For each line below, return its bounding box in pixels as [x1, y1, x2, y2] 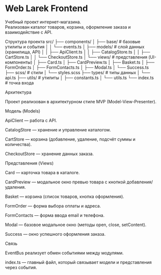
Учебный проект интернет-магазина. [5, 19, 81, 25]
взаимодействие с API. [5, 29, 53, 35]
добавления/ [126, 179, 153, 185]
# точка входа [5, 80, 34, 85]
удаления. [5, 184, 26, 190]
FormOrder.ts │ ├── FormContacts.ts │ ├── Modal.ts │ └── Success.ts [5, 64, 149, 70]
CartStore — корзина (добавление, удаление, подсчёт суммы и [5, 136, 136, 142]
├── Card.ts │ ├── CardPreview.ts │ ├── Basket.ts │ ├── [37, 59, 155, 65]
